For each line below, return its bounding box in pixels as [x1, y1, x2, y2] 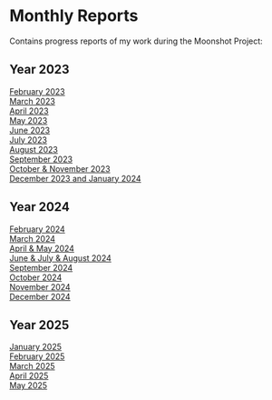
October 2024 [9, 272, 63, 283]
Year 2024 [9, 199, 70, 215]
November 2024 [9, 281, 71, 292]
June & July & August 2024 [9, 252, 112, 264]
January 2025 [9, 342, 62, 353]
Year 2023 [9, 62, 70, 77]
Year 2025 [9, 317, 70, 333]
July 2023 [9, 134, 48, 145]
